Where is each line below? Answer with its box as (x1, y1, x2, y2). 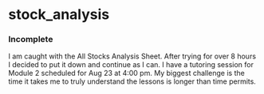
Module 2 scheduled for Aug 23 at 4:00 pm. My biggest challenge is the (8, 69, 245, 78)
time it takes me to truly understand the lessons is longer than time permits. (8, 77, 257, 86)
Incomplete (8, 34, 53, 45)
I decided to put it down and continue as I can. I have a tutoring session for (8, 60, 254, 70)
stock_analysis (8, 6, 110, 24)
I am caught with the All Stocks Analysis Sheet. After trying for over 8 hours (8, 51, 257, 61)
